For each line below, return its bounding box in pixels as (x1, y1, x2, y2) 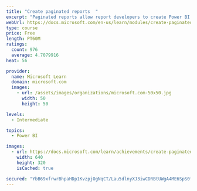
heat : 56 (6, 57, 28, 63)
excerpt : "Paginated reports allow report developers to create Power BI (6, 14, 191, 20)
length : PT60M (6, 36, 41, 42)
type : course (6, 25, 38, 31)
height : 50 (21, 101, 49, 107)
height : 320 (16, 159, 46, 166)
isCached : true (16, 165, 54, 171)
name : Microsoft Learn (11, 74, 67, 80)
